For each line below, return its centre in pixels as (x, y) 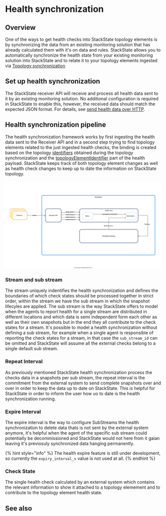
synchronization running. (30, 399)
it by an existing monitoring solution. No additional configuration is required (82, 98)
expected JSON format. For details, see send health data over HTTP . (75, 109)
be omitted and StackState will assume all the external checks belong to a (81, 343)
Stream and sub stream (34, 280)
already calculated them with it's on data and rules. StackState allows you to (83, 50)
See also (19, 508)
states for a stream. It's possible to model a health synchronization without (81, 328)
